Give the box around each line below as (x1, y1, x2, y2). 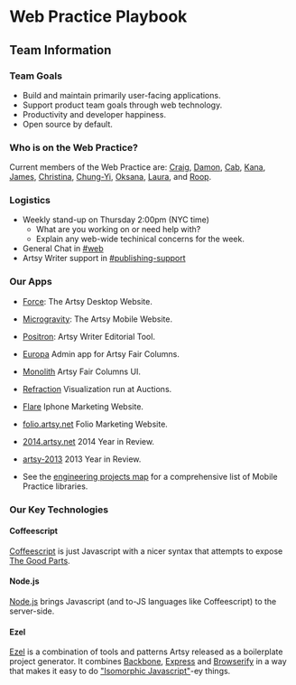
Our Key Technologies (9, 503, 109, 516)
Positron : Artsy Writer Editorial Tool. (22, 331, 156, 342)
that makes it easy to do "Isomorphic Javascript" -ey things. (9, 666, 231, 677)
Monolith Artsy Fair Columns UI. (22, 366, 142, 377)
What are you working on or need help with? (35, 224, 201, 235)
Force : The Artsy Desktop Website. (22, 296, 153, 306)
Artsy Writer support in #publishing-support (22, 253, 187, 264)
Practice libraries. (22, 481, 88, 492)
